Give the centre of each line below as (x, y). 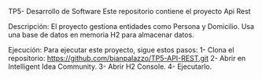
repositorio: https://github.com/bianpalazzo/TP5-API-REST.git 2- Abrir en (127, 58)
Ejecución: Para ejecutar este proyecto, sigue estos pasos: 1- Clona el (121, 50)
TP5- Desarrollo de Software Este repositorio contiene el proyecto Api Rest (129, 11)
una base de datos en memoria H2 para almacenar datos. (101, 35)
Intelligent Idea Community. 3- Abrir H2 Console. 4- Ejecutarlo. (110, 66)
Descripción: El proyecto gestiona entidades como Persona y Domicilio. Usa (131, 26)
